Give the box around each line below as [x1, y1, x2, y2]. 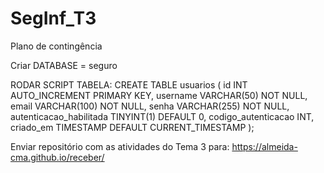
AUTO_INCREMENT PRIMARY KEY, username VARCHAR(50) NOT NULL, [10, 89, 308, 101]
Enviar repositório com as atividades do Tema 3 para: [10, 140, 230, 152]
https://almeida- [231, 140, 298, 152]
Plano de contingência [10, 40, 103, 52]
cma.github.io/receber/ [10, 151, 105, 163]
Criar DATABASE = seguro [10, 59, 118, 71]
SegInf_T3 [10, 7, 97, 30]
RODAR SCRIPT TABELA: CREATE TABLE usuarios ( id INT [10, 78, 248, 91]
